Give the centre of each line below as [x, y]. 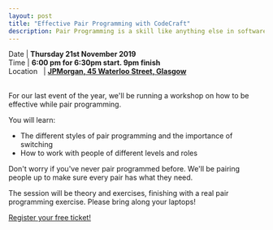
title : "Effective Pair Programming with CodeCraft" [100, 24]
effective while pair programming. [65, 104]
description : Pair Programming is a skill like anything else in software [138, 31]
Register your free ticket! [50, 218]
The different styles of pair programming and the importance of [126, 136]
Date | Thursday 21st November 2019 [72, 54]
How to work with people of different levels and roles [108, 153]
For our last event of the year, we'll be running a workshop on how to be [129, 96]
